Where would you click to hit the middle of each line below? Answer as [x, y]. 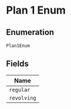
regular [20, 90]
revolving [23, 98]
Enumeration [30, 32]
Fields [18, 64]
